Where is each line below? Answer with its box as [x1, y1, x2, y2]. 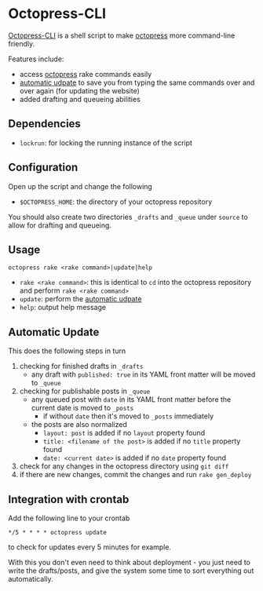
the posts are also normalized [31, 420, 127, 429]
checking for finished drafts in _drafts [19, 362, 144, 371]
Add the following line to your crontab [8, 513, 130, 523]
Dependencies [8, 117, 81, 130]
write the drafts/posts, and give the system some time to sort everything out [8, 566, 254, 575]
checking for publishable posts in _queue [19, 386, 151, 396]
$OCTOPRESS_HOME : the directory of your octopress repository [19, 197, 213, 206]
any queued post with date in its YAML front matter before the [31, 395, 232, 404]
